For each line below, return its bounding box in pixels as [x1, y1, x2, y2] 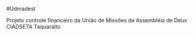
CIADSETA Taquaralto [6, 23, 61, 30]
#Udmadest [6, 5, 36, 12]
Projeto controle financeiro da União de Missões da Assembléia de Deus [6, 17, 187, 23]
